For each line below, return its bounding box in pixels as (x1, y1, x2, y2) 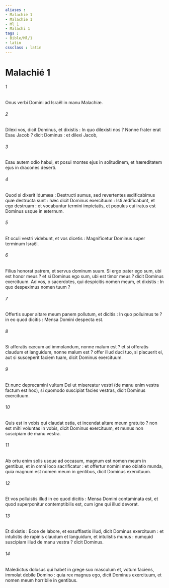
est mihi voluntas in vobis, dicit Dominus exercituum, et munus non (5, 425, 144, 431)
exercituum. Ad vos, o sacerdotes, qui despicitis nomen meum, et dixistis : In (5, 279, 164, 285)
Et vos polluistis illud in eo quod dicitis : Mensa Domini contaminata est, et (5, 496, 158, 502)
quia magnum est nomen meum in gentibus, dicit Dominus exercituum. (5, 469, 151, 475)
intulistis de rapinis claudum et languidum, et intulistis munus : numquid (5, 534, 153, 540)
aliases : (5, 7, 26, 13)
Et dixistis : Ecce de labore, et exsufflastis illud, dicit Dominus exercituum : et (5, 528, 164, 534)
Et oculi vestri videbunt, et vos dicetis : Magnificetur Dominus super (5, 235, 146, 241)
